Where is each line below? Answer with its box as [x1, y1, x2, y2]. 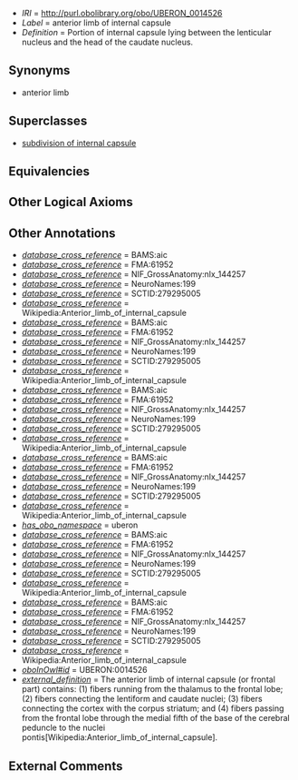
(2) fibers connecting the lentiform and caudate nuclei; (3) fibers [21, 694, 264, 705]
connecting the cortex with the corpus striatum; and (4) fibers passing [21, 703, 284, 714]
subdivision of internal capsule [21, 137, 137, 148]
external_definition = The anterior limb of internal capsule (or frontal [21, 674, 275, 685]
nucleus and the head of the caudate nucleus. [21, 36, 194, 47]
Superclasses [8, 114, 88, 129]
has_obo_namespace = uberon [21, 519, 139, 530]
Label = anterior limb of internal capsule [21, 17, 171, 28]
